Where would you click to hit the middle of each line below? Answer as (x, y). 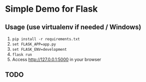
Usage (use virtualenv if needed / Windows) (73, 27)
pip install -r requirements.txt (46, 39)
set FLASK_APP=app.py (34, 44)
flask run (22, 55)
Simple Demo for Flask (52, 9)
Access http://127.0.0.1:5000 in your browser (56, 59)
